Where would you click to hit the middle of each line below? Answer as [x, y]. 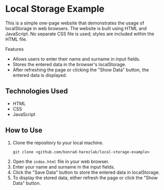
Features [15, 49]
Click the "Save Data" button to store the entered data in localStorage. [86, 172]
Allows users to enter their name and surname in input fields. [76, 59]
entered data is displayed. [40, 75]
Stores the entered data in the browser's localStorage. [69, 64]
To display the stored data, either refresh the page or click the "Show [85, 178]
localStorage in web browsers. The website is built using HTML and [76, 28]
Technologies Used [36, 91]
